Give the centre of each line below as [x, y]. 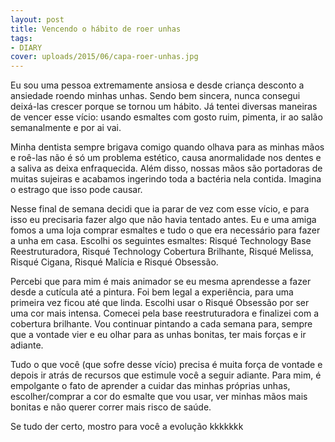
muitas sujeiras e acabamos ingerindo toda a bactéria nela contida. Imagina [166, 179]
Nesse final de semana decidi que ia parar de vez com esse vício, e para [160, 209]
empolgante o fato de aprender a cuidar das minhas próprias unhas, [150, 386]
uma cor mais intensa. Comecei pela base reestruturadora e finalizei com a [165, 313]
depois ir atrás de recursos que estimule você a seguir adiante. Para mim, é [166, 375]
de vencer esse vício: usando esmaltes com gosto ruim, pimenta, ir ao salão [166, 117]
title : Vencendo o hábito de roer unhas [96, 29]
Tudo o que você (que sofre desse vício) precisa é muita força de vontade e [166, 365]
